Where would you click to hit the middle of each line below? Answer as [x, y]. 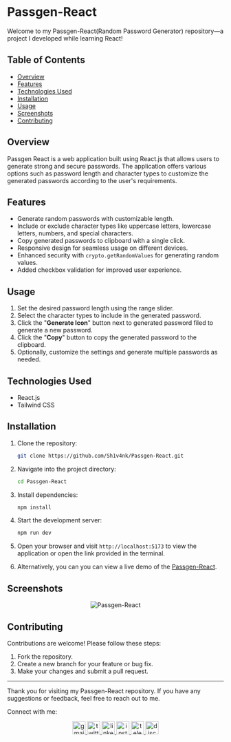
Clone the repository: [47, 443]
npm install [34, 507]
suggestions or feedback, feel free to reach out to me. [84, 698]
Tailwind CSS [36, 405]
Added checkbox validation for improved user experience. [99, 270]
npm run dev [34, 533]
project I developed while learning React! [65, 38]
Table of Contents [46, 60]
